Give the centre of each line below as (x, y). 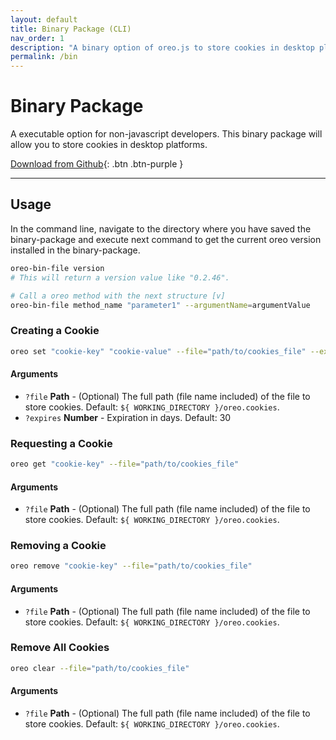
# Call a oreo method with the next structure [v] (118, 296)
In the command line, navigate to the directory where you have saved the (161, 228)
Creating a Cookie (55, 331)
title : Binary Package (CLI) (71, 29)
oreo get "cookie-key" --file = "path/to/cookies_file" (125, 464)
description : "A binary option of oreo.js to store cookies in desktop (162, 47)
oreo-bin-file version (57, 268)
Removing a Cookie (58, 546)
